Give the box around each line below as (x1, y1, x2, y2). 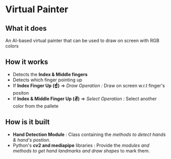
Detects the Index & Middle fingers (12, 71, 88, 77)
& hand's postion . (12, 137, 50, 143)
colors (5, 43, 19, 49)
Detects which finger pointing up (12, 77, 82, 83)
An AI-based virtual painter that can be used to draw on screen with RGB (5, 37, 160, 43)
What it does (5, 24, 47, 33)
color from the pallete (12, 103, 59, 109)
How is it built (5, 118, 50, 126)
